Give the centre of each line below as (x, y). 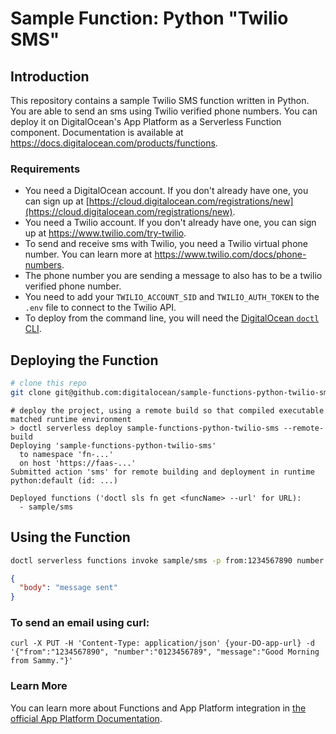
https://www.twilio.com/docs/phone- (230, 254)
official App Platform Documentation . (86, 718)
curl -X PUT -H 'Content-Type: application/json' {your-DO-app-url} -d (162, 643)
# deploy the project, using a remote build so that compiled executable (167, 410)
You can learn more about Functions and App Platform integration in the (158, 708)
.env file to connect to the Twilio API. (100, 308)
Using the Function (70, 537)
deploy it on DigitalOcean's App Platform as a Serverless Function (146, 121)
